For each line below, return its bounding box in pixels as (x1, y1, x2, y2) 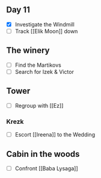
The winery (6, 45, 50, 56)
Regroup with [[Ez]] (14, 102, 64, 109)
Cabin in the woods (6, 149, 80, 159)
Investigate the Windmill (14, 20, 75, 28)
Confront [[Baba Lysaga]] (14, 165, 78, 172)
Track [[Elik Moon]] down (14, 27, 78, 35)
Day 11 (6, 5, 30, 15)
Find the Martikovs (14, 61, 61, 69)
